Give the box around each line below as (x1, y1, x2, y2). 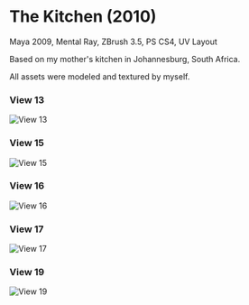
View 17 (9, 223, 44, 236)
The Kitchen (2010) (9, 6, 157, 27)
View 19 (9, 266, 45, 279)
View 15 (9, 137, 45, 150)
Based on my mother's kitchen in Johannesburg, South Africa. (9, 53, 241, 64)
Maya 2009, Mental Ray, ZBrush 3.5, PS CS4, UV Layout (9, 36, 218, 47)
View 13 (9, 93, 45, 106)
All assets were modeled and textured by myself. (9, 70, 190, 82)
